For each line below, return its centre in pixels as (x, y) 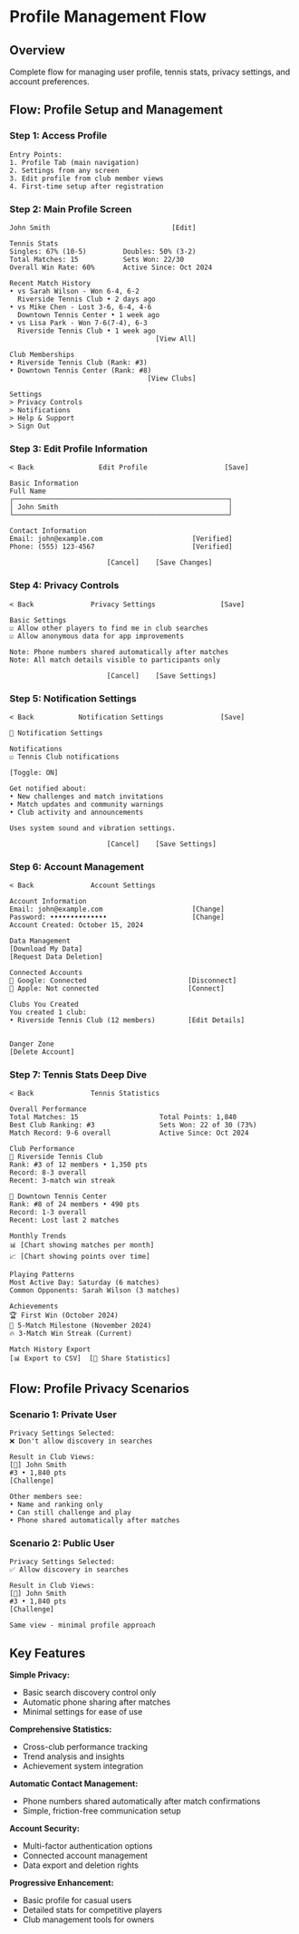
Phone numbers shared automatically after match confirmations (141, 1802)
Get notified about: (48, 788)
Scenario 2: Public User (62, 1543)
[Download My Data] (46, 949)
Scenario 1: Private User (63, 1414)
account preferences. (50, 82)
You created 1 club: (48, 1012)
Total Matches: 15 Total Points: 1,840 (123, 1117)
